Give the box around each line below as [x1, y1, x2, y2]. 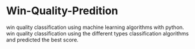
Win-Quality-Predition [6, 4, 118, 18]
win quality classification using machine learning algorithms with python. [6, 24, 184, 31]
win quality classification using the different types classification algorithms [6, 30, 189, 37]
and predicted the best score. [6, 36, 79, 43]
